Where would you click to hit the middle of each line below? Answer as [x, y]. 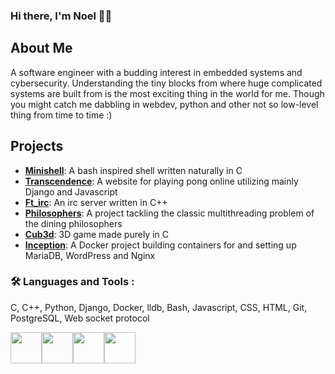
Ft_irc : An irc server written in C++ [96, 202]
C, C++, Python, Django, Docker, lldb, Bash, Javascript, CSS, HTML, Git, [159, 307]
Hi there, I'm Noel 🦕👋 [61, 16]
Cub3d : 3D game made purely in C [96, 234]
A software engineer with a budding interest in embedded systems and [156, 72]
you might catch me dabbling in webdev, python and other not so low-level [164, 104]
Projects [37, 146]
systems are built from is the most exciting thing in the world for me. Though [167, 93]
